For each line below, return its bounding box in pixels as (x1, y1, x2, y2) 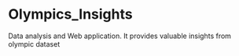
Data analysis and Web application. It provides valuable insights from (8, 31, 232, 40)
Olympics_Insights (8, 5, 133, 23)
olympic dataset (8, 39, 61, 48)
